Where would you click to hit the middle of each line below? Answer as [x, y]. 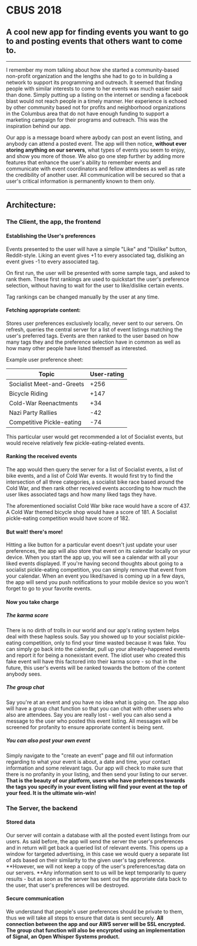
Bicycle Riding [28, 393]
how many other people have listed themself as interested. [77, 348]
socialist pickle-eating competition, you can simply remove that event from [96, 570]
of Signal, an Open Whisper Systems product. [63, 936]
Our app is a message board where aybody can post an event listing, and [94, 137]
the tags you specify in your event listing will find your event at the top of [97, 786]
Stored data [21, 822]
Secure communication [35, 898]
